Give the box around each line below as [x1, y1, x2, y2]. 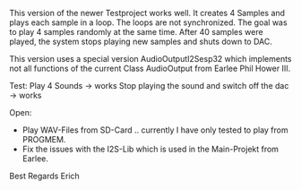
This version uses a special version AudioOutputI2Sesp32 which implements [9, 54, 292, 64]
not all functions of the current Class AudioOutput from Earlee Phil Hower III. [9, 63, 291, 73]
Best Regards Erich [9, 170, 81, 181]
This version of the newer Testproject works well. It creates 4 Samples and [9, 8, 285, 18]
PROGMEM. [21, 134, 66, 144]
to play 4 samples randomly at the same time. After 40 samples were [9, 27, 263, 37]
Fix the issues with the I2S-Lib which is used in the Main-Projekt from [21, 143, 279, 154]
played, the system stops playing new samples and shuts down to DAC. [9, 36, 273, 47]
